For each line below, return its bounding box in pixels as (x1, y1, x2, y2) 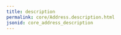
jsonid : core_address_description (6, 20, 94, 26)
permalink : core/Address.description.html (6, 14, 115, 20)
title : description (6, 8, 56, 15)
